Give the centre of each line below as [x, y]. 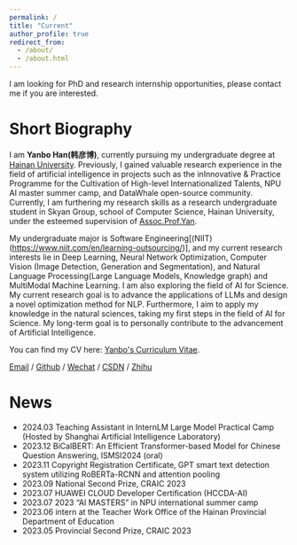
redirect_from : [37, 42]
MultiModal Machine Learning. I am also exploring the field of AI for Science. [149, 285]
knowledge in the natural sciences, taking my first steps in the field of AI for [147, 313]
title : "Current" [41, 26]
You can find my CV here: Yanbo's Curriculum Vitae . [105, 349]
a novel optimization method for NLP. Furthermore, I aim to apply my [134, 304]
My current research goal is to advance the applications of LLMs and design [148, 294]
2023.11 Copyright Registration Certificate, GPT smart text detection [146, 464]
